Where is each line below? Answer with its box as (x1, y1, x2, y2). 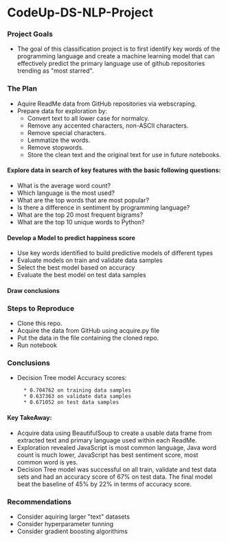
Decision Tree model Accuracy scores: (16, 374, 127, 382)
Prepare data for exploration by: (16, 106, 108, 115)
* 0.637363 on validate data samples (23, 393, 132, 400)
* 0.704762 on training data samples (23, 387, 132, 394)
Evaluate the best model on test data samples (16, 271, 146, 279)
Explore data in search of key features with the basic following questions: (7, 166, 221, 174)
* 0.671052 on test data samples (23, 399, 119, 406)
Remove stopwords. (27, 143, 84, 152)
